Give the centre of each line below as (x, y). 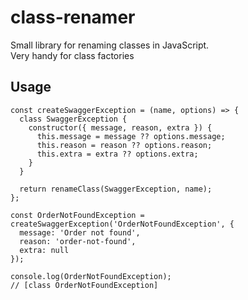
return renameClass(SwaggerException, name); (116, 189)
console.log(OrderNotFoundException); (91, 276)
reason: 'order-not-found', (78, 241)
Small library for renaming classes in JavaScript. (110, 45)
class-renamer (73, 17)
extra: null (44, 250)
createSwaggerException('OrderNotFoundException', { (122, 224)
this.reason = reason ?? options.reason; (124, 145)
